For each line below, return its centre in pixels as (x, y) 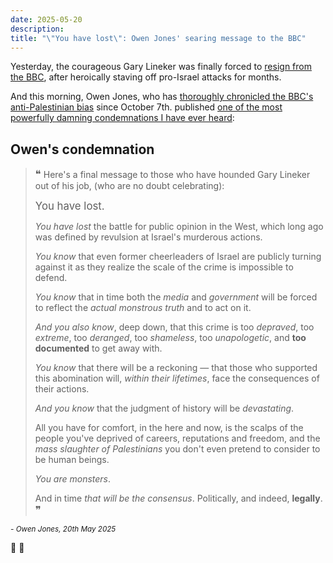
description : (37, 29)
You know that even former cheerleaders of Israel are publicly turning (178, 257)
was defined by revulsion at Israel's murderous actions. (148, 237)
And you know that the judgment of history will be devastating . (164, 408)
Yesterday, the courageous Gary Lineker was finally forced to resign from (161, 67)
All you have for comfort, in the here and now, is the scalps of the (169, 428)
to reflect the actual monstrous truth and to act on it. (143, 308)
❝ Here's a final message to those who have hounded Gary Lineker (172, 174)
